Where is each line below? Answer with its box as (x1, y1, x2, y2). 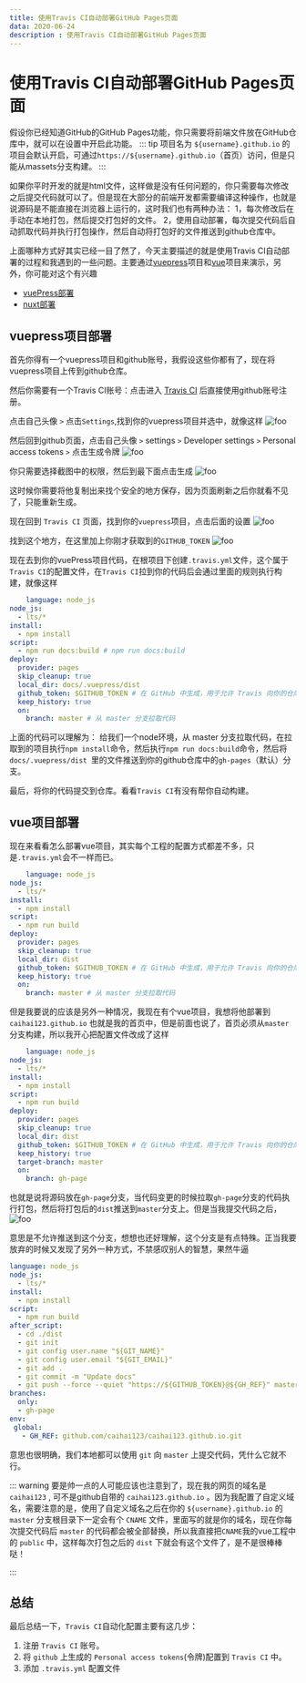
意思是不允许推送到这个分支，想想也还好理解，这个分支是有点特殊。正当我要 (9, 1232, 297, 1244)
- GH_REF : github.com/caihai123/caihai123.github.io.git (21, 1432, 243, 1441)
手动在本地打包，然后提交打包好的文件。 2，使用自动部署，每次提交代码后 (9, 215, 289, 226)
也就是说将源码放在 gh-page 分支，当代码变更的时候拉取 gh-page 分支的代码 (9, 1192, 282, 1203)
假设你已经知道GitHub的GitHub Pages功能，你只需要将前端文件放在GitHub (9, 127, 289, 138)
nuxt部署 (22, 299, 56, 310)
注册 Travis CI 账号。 (22, 1640, 105, 1651)
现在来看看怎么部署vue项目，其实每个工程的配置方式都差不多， (9, 840, 248, 852)
